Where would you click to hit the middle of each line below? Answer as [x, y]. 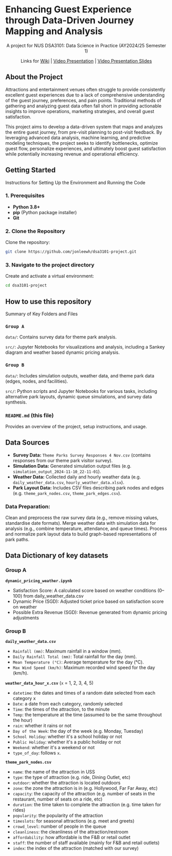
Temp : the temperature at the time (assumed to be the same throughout [87, 715]
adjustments [26, 618]
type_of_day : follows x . [37, 753]
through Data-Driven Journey [70, 20]
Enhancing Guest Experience [69, 9]
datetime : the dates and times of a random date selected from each [84, 693]
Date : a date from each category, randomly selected [68, 704]
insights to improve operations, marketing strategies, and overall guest [80, 111]
